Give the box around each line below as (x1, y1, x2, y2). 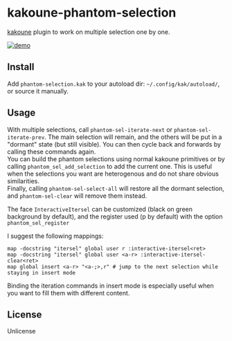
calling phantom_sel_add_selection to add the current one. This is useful (7, 162, 213, 170)
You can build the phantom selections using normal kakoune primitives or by (7, 154, 225, 163)
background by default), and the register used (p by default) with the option (7, 212, 223, 221)
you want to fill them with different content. (7, 288, 130, 297)
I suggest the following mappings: (7, 232, 104, 240)
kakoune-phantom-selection (7, 5, 177, 21)
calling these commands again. (7, 147, 96, 156)
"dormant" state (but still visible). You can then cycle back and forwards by (7, 140, 222, 148)
